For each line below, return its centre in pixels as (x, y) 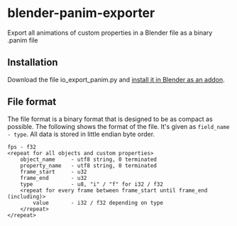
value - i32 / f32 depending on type (98, 203)
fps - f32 (22, 147)
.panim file (23, 40)
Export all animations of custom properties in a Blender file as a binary (110, 33)
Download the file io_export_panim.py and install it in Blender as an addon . (116, 79)
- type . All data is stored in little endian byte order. (81, 134)
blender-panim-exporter (81, 13)
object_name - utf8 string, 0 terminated (89, 159)
